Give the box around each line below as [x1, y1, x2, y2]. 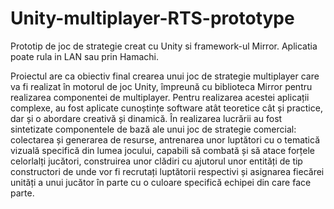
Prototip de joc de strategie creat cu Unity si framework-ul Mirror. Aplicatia [10, 40, 318, 52]
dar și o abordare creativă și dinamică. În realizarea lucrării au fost [10, 112, 283, 124]
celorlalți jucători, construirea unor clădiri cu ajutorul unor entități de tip [10, 155, 303, 167]
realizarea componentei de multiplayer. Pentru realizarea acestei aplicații [10, 91, 310, 103]
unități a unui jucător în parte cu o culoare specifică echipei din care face [10, 176, 312, 188]
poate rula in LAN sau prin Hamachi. [10, 50, 160, 62]
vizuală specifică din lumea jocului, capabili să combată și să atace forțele [10, 144, 315, 156]
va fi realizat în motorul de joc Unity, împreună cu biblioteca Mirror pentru [10, 80, 313, 92]
